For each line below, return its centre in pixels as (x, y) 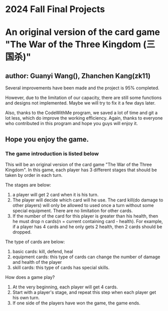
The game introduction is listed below (52, 153)
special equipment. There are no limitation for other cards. (72, 211)
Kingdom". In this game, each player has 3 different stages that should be (81, 170)
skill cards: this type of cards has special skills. (61, 267)
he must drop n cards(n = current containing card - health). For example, (88, 221)
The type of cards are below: (35, 242)
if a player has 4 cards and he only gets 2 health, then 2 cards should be (87, 227)
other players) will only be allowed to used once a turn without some (83, 205)
